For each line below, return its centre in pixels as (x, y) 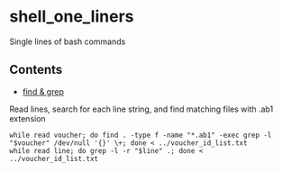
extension (28, 118)
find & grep (43, 91)
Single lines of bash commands (68, 41)
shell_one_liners (72, 17)
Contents (36, 70)
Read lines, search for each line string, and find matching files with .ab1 (141, 109)
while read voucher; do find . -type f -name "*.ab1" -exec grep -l (141, 135)
